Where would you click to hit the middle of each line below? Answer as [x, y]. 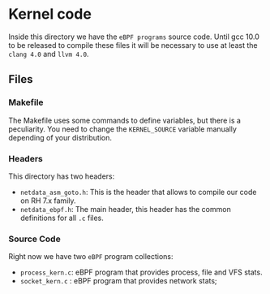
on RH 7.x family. [48, 201]
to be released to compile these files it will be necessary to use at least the [133, 45]
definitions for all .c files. [62, 218]
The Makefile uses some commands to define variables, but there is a [125, 120]
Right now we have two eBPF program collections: [91, 257]
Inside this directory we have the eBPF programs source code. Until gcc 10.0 [134, 37]
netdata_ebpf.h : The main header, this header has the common [125, 209]
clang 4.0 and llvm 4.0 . [49, 54]
